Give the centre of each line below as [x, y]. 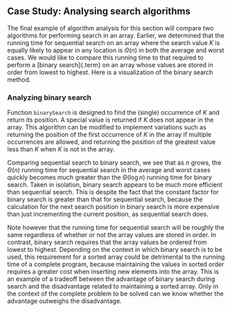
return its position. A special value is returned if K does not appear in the [110, 120]
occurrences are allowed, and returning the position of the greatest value [111, 142]
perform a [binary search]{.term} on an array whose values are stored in [110, 64]
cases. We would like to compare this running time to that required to [106, 57]
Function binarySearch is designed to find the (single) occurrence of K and [114, 113]
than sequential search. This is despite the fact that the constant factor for [113, 192]
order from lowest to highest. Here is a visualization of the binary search [110, 72]
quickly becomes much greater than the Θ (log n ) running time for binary [110, 177]
